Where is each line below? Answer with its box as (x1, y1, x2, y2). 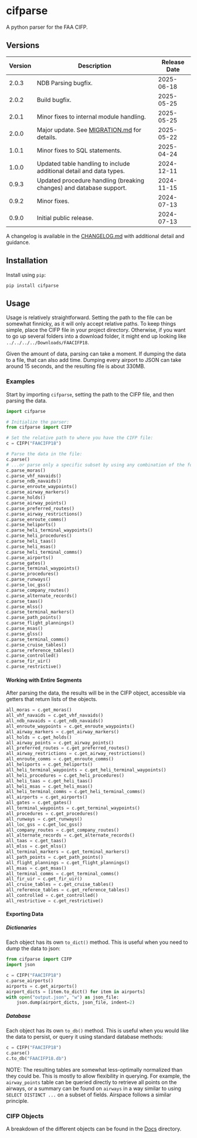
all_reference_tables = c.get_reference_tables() (6, 887, 130, 893)
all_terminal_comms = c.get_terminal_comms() (6, 871, 119, 876)
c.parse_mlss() (6, 604, 43, 609)
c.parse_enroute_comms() (6, 516, 67, 523)
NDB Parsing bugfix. (37, 79, 93, 87)
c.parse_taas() (6, 598, 43, 604)
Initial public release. (37, 214, 94, 222)
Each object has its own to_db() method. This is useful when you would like (6, 1027, 189, 1034)
